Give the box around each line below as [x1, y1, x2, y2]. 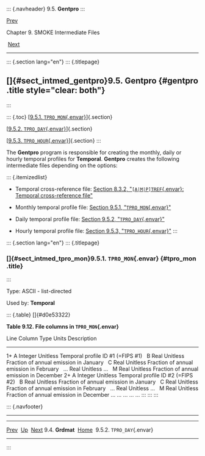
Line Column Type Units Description [6, 335, 97, 342]
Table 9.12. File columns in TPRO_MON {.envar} [6, 323, 119, 330]
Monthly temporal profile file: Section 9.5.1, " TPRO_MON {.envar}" [15, 204, 171, 211]
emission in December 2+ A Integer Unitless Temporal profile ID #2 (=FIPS [6, 372, 193, 379]
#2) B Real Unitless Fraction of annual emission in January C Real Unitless [6, 378, 198, 386]
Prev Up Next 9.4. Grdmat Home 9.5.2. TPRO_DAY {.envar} [6, 426, 154, 433]
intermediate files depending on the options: [6, 162, 118, 169]
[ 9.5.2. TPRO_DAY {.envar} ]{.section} [6, 125, 93, 132]
